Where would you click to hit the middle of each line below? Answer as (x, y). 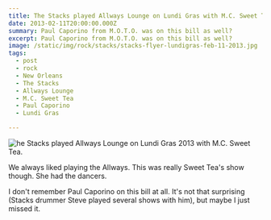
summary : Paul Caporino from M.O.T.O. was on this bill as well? (120, 31)
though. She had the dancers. (58, 176)
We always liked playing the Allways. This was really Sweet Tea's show (126, 167)
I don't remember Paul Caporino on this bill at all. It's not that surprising (127, 191)
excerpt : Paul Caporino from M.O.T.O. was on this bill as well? (120, 38)
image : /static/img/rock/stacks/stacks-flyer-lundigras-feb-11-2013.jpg (133, 46)
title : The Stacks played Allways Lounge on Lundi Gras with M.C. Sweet (133, 16)
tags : (17, 53)
